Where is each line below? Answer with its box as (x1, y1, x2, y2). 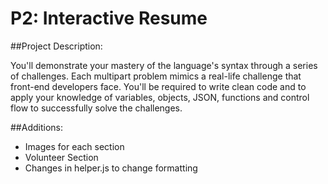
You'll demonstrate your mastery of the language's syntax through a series (10, 59, 318, 71)
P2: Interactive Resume (10, 7, 208, 30)
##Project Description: (10, 40, 103, 52)
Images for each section (24, 140, 125, 152)
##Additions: (10, 121, 63, 133)
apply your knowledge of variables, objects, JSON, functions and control (10, 91, 310, 103)
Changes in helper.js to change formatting (24, 162, 198, 174)
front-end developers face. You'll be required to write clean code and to (10, 80, 307, 92)
